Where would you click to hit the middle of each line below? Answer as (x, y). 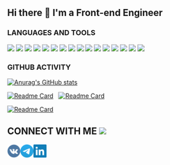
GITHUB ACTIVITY (39, 67)
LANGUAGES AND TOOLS (52, 33)
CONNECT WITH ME (52, 131)
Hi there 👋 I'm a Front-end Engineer (85, 13)
